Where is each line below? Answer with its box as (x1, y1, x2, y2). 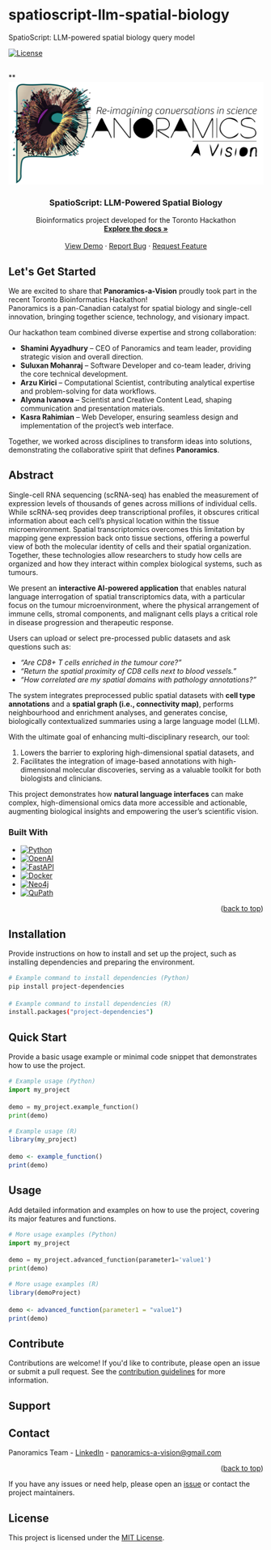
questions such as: (8, 641, 71, 651)
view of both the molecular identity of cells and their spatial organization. (8, 541, 252, 551)
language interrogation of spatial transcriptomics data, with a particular (8, 591, 245, 601)
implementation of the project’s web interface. (19, 421, 174, 431)
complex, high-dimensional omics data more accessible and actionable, (8, 798, 248, 807)
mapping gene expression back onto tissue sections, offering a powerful (8, 533, 250, 543)
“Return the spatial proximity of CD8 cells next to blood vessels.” (19, 666, 237, 675)
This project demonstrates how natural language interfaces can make (8, 789, 244, 798)
